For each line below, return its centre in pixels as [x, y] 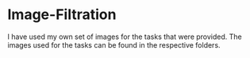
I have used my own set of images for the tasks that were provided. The [125, 37]
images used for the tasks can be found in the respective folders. [114, 44]
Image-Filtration [62, 15]
